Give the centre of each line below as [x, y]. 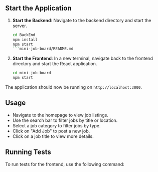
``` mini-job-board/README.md [43, 49]
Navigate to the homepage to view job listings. [60, 115]
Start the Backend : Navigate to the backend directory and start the [82, 20]
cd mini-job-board [32, 73]
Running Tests [28, 152]
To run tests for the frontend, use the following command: [65, 164]
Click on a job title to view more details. [53, 136]
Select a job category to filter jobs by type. [57, 125]
